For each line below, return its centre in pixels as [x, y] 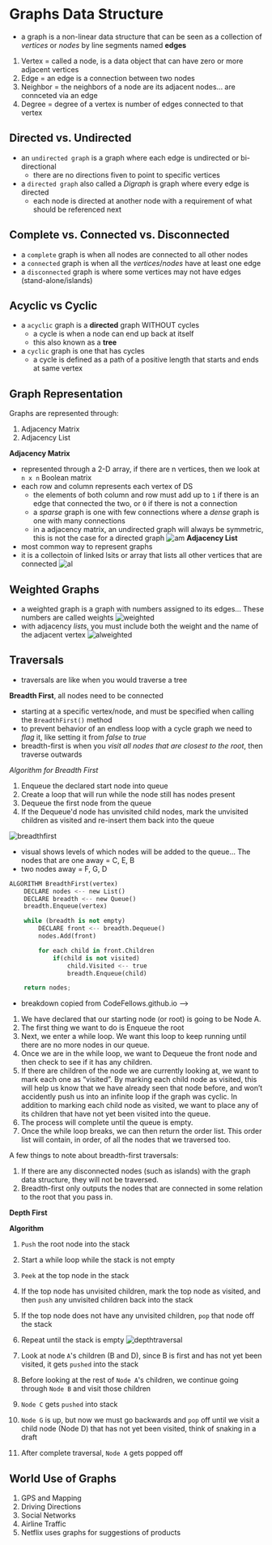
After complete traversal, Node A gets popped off [102, 1453]
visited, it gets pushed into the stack [80, 1364]
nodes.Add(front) [67, 936]
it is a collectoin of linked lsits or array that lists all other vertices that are [141, 556]
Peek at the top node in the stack [75, 1276]
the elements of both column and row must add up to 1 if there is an [146, 495]
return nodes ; [47, 988]
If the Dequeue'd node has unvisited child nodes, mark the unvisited [135, 811]
